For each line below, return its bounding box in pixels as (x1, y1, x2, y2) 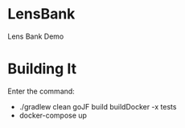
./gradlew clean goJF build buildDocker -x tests (18, 101, 177, 111)
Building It (7, 60, 77, 78)
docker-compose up (18, 110, 88, 120)
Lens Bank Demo (7, 31, 64, 41)
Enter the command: (7, 86, 76, 96)
